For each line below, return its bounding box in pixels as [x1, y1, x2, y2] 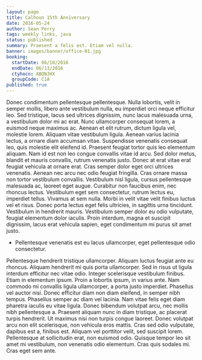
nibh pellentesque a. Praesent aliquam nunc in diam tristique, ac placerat [6, 309, 187, 315]
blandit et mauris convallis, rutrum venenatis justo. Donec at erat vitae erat [6, 157, 191, 163]
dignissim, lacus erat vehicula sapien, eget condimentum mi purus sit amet [6, 221, 192, 227]
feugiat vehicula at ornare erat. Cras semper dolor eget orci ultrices [6, 163, 174, 170]
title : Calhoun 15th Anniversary [6, 15, 90, 21]
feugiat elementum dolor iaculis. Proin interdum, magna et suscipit [6, 214, 171, 221]
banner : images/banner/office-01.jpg [6, 48, 101, 54]
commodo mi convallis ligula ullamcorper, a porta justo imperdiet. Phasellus [6, 283, 194, 290]
